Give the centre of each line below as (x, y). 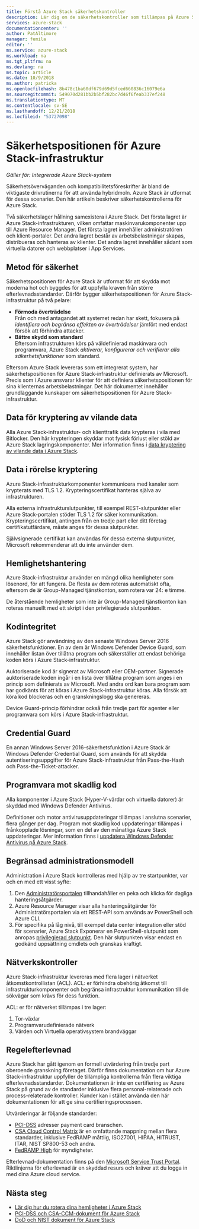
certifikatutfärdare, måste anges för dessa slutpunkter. (73, 527)
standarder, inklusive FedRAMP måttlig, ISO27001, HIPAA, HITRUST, (97, 1138)
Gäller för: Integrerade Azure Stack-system (59, 175)
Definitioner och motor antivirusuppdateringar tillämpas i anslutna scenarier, (99, 817)
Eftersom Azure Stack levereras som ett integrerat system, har (82, 368)
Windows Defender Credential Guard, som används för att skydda (86, 754)
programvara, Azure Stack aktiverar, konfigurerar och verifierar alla (97, 350)
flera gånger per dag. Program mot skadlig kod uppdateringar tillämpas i (94, 823)
